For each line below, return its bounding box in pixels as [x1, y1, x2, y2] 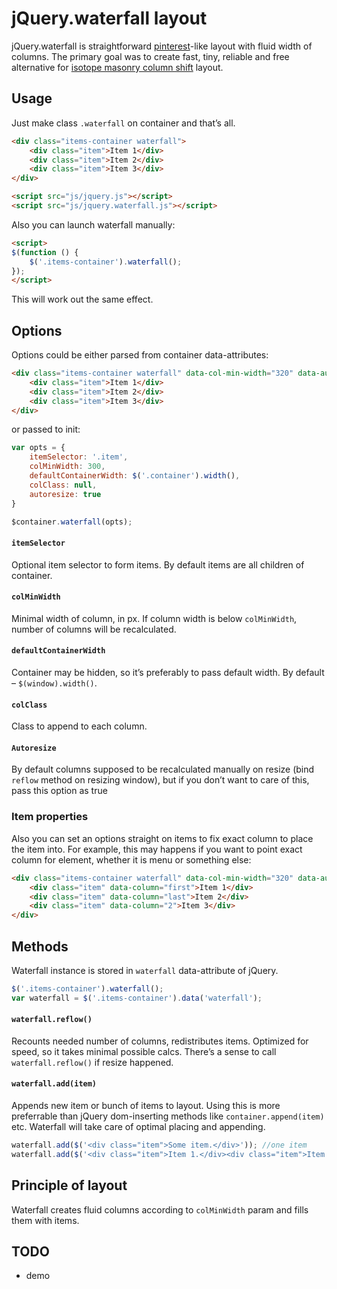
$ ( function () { [11, 247, 79, 257]
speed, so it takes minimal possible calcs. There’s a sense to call [11, 1045, 277, 1057]
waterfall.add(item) [11, 1079, 98, 1089]
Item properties [11, 810, 89, 824]
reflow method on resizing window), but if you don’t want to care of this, [11, 774, 310, 786]
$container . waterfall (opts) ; [11, 517, 133, 527]
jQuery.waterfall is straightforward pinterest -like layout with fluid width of [11, 40, 313, 52]
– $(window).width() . [11, 677, 98, 689]
